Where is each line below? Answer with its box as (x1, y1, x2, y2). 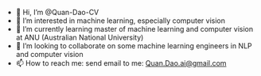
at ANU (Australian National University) (15, 32, 144, 42)
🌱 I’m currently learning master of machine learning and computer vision (15, 25, 253, 33)
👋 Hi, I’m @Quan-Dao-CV (15, 8, 99, 17)
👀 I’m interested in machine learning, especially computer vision (15, 16, 225, 25)
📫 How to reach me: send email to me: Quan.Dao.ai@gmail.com (15, 59, 227, 67)
